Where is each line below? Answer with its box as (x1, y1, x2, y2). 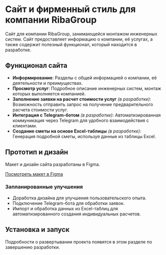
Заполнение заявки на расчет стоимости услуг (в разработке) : (12, 96, 151, 102)
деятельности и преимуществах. (12, 80, 83, 86)
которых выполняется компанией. (12, 90, 86, 96)
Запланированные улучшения (5, 183, 83, 190)
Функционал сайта (5, 61, 67, 70)
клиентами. (12, 122, 37, 129)
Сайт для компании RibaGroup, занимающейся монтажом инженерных (5, 31, 157, 37)
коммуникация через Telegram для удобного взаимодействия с (12, 117, 149, 123)
